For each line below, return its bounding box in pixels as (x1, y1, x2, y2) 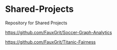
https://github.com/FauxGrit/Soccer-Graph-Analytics (5, 29, 112, 35)
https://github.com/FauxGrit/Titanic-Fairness (5, 39, 96, 45)
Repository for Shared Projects (5, 20, 67, 26)
